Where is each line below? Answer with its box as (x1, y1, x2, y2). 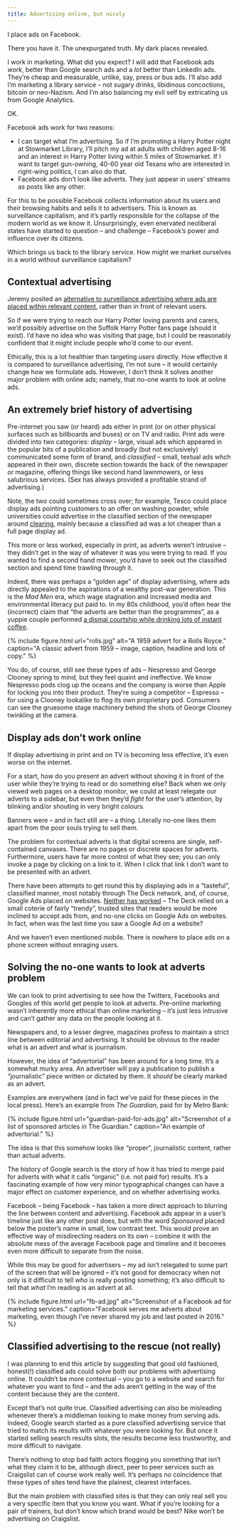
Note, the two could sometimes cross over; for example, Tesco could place (7, 496, 228, 506)
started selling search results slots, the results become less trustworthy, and (7, 1433, 231, 1442)
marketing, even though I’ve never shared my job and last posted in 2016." (7, 1312, 225, 1321)
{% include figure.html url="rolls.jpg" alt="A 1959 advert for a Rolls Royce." (7, 637, 226, 645)
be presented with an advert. (7, 868, 92, 876)
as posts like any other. (17, 182, 85, 191)
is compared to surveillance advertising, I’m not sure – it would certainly (7, 360, 218, 369)
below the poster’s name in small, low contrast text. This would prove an (7, 1224, 219, 1232)
